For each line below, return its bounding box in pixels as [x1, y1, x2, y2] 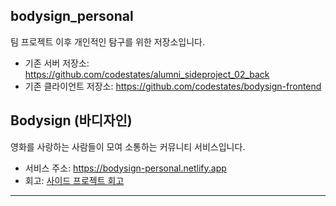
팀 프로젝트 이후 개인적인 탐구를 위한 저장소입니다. [10, 35, 206, 48]
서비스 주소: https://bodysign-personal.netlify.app [24, 162, 227, 174]
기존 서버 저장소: [24, 57, 90, 69]
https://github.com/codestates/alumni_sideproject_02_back [24, 68, 270, 80]
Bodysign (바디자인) [10, 112, 133, 129]
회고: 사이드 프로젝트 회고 [24, 174, 125, 186]
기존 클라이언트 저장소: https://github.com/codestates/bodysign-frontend [24, 80, 322, 92]
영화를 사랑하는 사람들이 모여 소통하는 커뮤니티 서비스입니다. [10, 140, 246, 153]
